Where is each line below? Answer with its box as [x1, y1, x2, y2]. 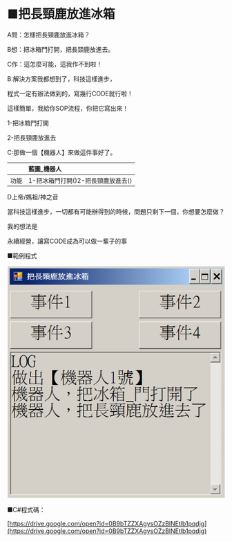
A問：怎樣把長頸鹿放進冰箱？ [7, 30, 90, 39]
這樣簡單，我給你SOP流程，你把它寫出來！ [7, 104, 129, 112]
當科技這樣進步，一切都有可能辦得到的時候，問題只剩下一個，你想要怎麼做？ [7, 208, 225, 216]
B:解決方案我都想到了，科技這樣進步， [7, 74, 116, 83]
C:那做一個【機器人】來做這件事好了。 [7, 148, 117, 156]
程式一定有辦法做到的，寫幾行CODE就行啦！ [7, 89, 133, 98]
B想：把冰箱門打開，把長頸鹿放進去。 [7, 45, 115, 53]
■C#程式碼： [7, 506, 46, 514]
